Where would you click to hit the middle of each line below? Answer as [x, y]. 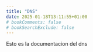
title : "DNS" [22, 11]
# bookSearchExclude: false [40, 27]
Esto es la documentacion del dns [47, 44]
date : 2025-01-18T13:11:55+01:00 [47, 17]
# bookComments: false [34, 22]
